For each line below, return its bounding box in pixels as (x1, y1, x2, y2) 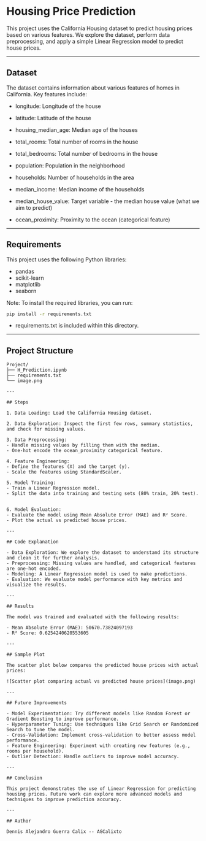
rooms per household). (6, 748, 64, 755)
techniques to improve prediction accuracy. (6, 796, 122, 803)
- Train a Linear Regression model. (6, 485, 100, 491)
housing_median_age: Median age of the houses (15, 126, 138, 133)
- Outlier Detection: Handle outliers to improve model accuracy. (6, 753, 180, 760)
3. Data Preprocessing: (6, 437, 67, 443)
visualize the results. (6, 582, 67, 588)
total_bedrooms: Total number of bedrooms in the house (15, 150, 158, 157)
